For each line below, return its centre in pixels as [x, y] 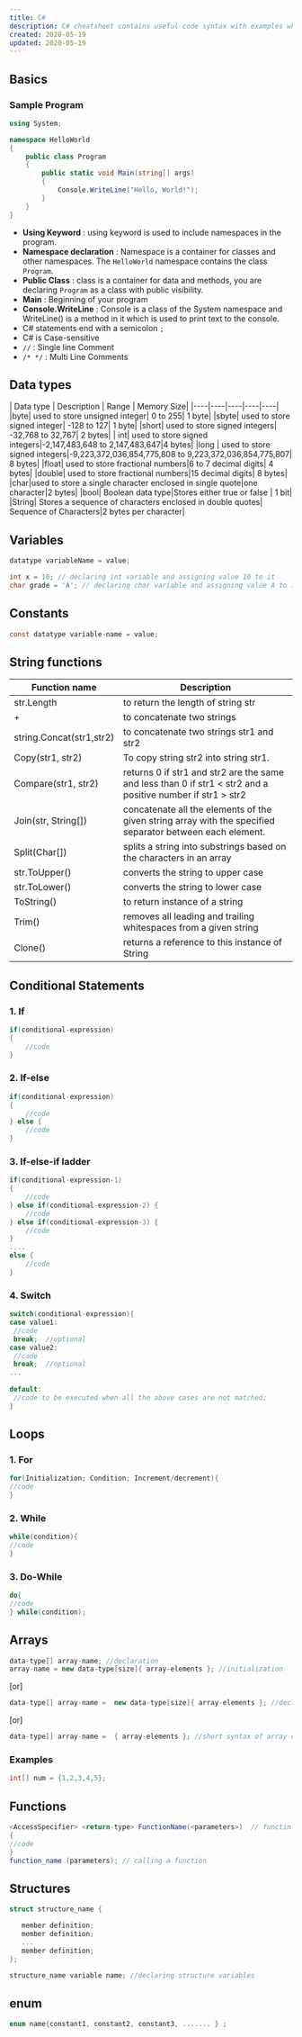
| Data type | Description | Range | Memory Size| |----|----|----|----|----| [144, 407]
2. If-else [29, 1078]
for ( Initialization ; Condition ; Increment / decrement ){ [114, 1478]
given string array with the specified [199, 821]
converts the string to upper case [193, 872]
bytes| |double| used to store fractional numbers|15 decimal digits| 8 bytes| [148, 473]
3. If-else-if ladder [50, 1161]
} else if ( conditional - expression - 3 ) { [84, 1222]
